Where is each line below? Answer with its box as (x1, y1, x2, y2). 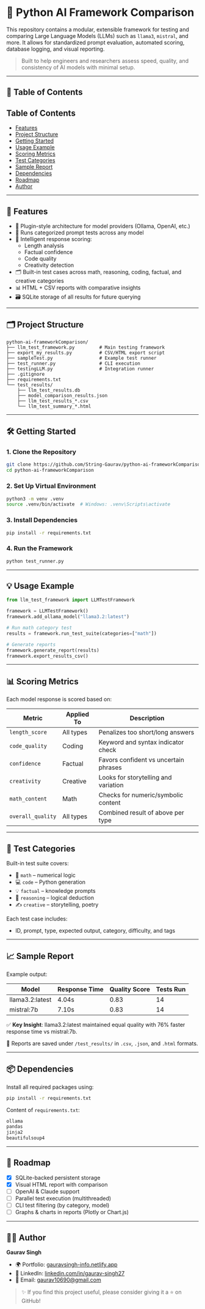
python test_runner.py (6, 558, 64, 564)
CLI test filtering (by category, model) (15, 1202, 110, 1209)
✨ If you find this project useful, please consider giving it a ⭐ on (21, 1288, 182, 1296)
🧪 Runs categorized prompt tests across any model (15, 229, 145, 236)
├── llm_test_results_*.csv (17, 398, 88, 404)
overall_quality (9, 813, 57, 820)
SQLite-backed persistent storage (15, 1174, 101, 1181)
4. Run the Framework (6, 544, 73, 553)
